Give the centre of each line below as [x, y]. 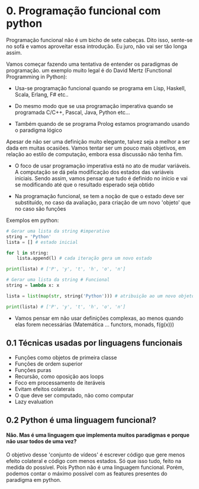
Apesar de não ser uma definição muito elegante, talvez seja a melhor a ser [98, 141]
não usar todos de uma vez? [41, 442]
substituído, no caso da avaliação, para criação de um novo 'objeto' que [102, 202]
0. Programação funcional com [84, 11]
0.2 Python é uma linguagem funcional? [81, 420]
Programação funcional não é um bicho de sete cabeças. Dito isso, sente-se [99, 40]
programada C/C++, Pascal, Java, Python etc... [72, 112]
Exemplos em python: [33, 220]
